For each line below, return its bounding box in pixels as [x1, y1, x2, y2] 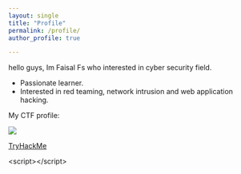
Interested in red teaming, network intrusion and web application [19, 87, 234, 97]
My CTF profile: [8, 111, 60, 121]
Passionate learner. [19, 78, 84, 88]
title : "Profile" [8, 19, 66, 27]
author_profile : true [8, 34, 81, 42]
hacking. [19, 95, 49, 105]
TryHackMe [8, 141, 47, 151]
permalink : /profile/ [8, 26, 81, 34]
